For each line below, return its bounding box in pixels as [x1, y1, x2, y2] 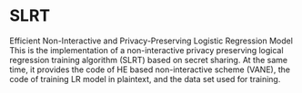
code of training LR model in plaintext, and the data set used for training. [9, 73, 281, 84]
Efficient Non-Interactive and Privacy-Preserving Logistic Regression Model [9, 35, 294, 46]
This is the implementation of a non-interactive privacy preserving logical [9, 44, 284, 55]
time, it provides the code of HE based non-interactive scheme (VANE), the [9, 64, 291, 75]
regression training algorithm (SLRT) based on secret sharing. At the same [9, 54, 288, 65]
